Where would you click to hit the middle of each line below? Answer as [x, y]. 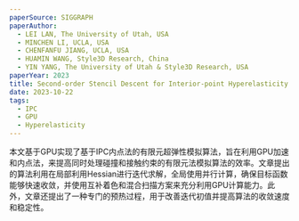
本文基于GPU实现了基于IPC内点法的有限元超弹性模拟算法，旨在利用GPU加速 [149, 151]
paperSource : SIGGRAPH [51, 17]
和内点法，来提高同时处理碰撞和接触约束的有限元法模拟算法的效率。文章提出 [149, 163]
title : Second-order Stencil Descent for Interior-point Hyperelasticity [149, 84]
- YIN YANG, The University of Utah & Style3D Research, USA [133, 68]
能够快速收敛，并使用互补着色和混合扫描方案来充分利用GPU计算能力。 [138, 185]
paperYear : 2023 [39, 76]
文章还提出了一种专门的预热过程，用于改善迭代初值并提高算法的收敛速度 [157, 196]
